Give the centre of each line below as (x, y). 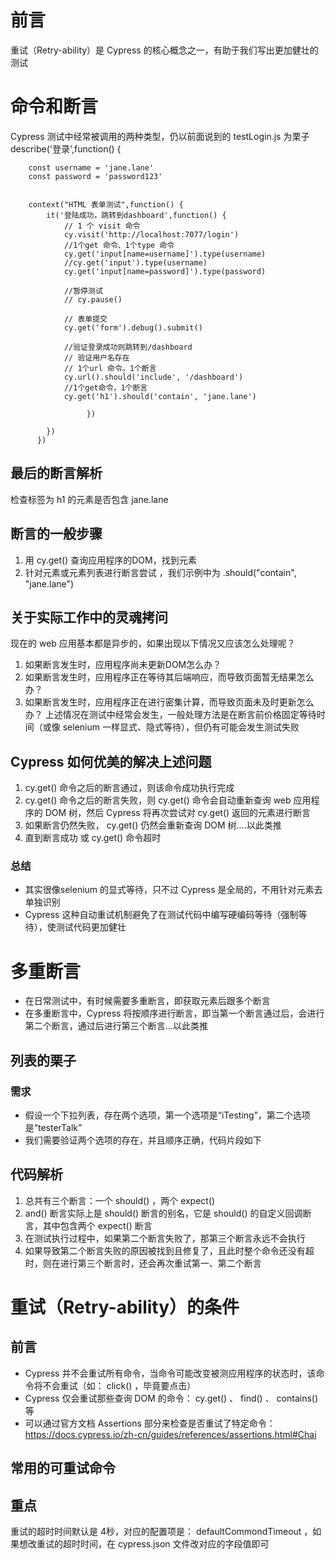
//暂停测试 (83, 291)
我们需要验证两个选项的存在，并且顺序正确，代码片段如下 (143, 1140)
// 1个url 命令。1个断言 (110, 368)
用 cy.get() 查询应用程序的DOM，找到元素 (110, 560)
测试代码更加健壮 (91, 927)
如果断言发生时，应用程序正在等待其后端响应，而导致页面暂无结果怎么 (169, 677)
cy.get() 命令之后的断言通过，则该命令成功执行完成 (129, 788)
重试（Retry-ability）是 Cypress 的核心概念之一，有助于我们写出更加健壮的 (164, 50)
